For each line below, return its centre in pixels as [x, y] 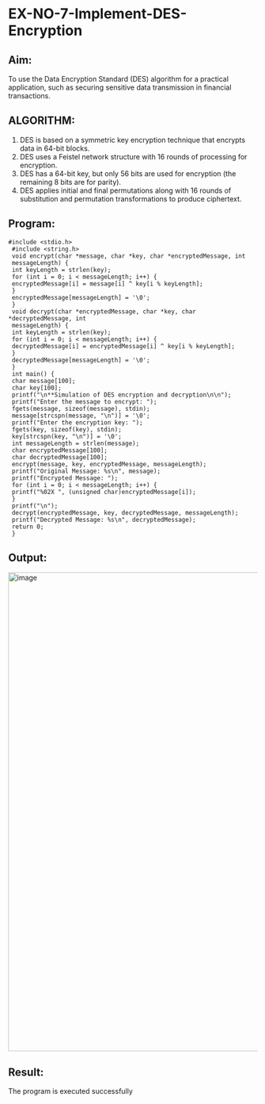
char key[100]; [36, 388]
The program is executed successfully [70, 1091]
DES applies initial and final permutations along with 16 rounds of [125, 190]
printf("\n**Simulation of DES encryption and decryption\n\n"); [121, 395]
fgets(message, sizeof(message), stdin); [81, 408]
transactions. [30, 96]
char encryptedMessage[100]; [60, 450]
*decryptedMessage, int [47, 318]
